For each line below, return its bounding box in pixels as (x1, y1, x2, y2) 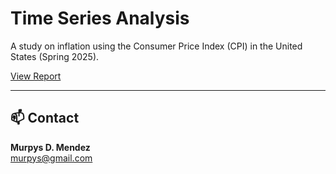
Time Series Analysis (10, 7, 190, 30)
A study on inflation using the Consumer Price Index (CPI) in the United (10, 40, 303, 52)
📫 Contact (10, 110, 80, 127)
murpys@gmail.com (10, 152, 93, 164)
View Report (10, 70, 62, 82)
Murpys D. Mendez (10, 141, 91, 153)
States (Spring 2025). (10, 50, 100, 62)
